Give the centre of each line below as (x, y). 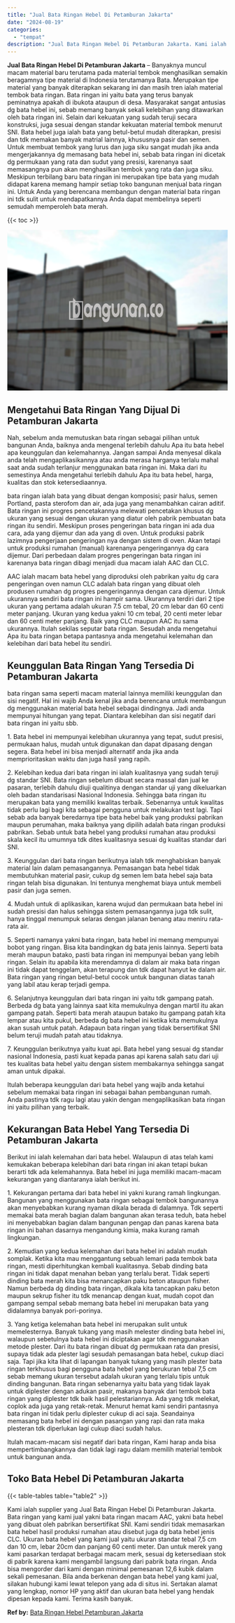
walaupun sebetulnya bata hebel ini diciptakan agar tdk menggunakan (108, 1339)
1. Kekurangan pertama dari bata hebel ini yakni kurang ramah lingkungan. (114, 1193)
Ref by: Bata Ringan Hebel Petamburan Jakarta (75, 1612)
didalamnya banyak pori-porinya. (55, 1311)
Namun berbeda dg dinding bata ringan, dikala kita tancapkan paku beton (113, 1288)
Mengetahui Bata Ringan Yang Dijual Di (94, 410)
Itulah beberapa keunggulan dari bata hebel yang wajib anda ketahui (106, 1085)
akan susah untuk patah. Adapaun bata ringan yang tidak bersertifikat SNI (114, 1028)
